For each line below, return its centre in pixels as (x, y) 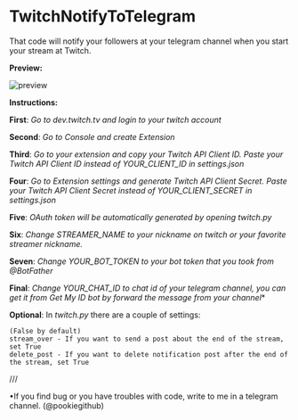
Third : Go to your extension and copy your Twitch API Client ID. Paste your (146, 154)
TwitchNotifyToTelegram (103, 16)
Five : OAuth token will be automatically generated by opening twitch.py (141, 217)
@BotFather (31, 270)
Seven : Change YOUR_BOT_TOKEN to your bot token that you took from (141, 261)
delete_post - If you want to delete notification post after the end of (149, 354)
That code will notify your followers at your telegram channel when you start (149, 41)
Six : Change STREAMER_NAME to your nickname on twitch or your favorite (148, 235)
